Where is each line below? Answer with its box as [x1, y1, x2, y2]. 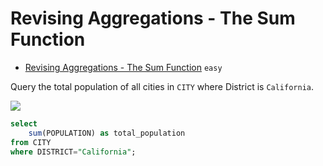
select [10, 118, 38, 129]
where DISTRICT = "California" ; [10, 147, 137, 157]
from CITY [10, 137, 52, 147]
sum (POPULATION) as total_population [28, 128, 186, 138]
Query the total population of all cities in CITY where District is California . [10, 80, 315, 92]
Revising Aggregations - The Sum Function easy [24, 61, 223, 73]
